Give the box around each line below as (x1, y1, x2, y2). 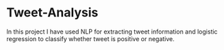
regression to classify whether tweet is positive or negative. (6, 34, 175, 42)
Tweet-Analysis (6, 5, 99, 21)
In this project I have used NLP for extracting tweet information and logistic (6, 27, 218, 36)
